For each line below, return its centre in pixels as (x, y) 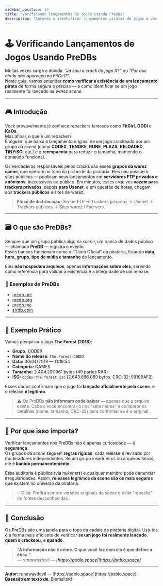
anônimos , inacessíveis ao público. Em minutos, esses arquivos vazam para (81, 182)
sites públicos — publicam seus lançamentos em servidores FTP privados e (81, 177)
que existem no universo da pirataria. (42, 483)
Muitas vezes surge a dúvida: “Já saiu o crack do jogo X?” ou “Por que (76, 71)
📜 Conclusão (25, 518)
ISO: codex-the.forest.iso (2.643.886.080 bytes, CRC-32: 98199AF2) (82, 377)
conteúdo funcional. (25, 157)
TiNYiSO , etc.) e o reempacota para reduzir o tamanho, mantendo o (73, 152)
